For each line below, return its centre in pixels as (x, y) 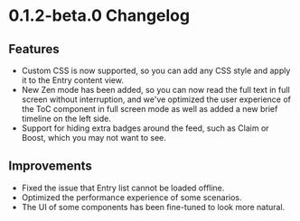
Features (34, 49)
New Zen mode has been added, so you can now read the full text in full (155, 90)
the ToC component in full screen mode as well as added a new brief (150, 109)
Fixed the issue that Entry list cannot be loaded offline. (123, 188)
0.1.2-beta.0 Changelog (99, 16)
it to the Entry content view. (72, 80)
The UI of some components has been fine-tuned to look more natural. (153, 207)
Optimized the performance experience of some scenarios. (131, 197)
